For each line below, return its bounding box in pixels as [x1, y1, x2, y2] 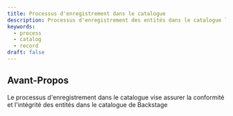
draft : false [7, 49, 45, 56]
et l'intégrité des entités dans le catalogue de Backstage [7, 100, 168, 108]
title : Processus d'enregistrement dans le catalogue [7, 10, 166, 17]
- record [13, 42, 39, 49]
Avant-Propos [7, 74, 69, 87]
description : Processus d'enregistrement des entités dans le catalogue [7, 17, 222, 24]
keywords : [7, 23, 36, 30]
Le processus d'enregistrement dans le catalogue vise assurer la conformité [7, 93, 225, 101]
